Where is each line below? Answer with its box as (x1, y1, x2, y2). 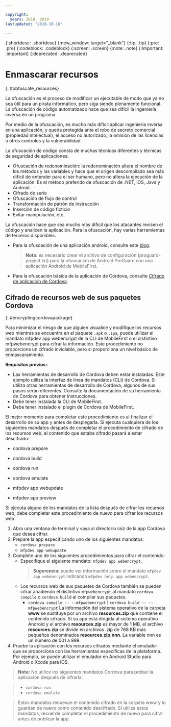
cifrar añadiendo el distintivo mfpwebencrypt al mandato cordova (20, 589, 153, 595)
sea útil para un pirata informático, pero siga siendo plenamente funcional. (5, 101, 162, 107)
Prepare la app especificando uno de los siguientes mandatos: (12, 536, 144, 542)
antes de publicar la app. (17, 716, 70, 722)
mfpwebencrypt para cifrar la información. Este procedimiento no (5, 341, 143, 347)
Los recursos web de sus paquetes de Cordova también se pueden (20, 583, 162, 589)
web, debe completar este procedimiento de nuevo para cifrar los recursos (5, 510, 163, 516)
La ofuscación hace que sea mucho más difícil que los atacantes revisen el (5, 221, 163, 228)
